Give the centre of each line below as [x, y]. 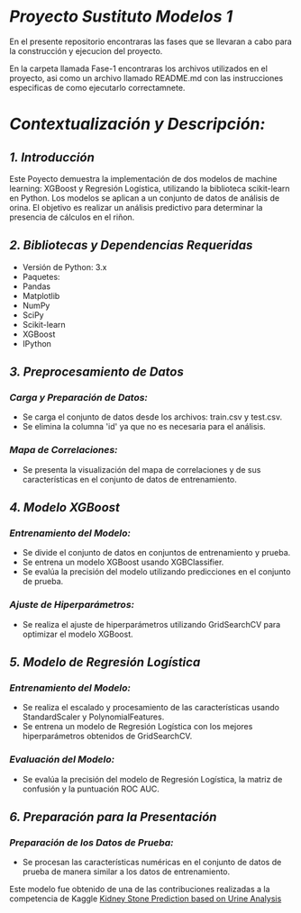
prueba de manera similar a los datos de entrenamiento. [126, 872]
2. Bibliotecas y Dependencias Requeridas [131, 245]
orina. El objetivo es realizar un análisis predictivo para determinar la [136, 207]
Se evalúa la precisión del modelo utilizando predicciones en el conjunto [156, 572]
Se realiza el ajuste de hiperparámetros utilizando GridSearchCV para [151, 624]
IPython [37, 343]
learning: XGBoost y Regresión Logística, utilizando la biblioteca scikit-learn [150, 188]
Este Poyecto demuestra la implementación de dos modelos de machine [143, 178]
